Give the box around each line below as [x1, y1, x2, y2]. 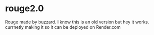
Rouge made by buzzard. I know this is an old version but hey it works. [5, 19, 150, 25]
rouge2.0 [5, 3, 44, 14]
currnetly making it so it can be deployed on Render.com [5, 24, 121, 30]
